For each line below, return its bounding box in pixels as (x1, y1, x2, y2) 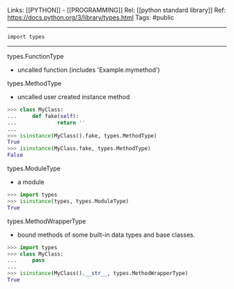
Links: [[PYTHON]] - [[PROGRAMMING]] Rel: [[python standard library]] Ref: (7, 6, 226, 14)
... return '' (7, 119, 86, 126)
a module (17, 178, 45, 186)
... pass (7, 257, 45, 264)
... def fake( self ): (7, 112, 79, 119)
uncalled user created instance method (17, 93, 130, 101)
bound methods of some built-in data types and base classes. (17, 230, 196, 239)
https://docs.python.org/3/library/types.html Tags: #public (7, 13, 174, 22)
